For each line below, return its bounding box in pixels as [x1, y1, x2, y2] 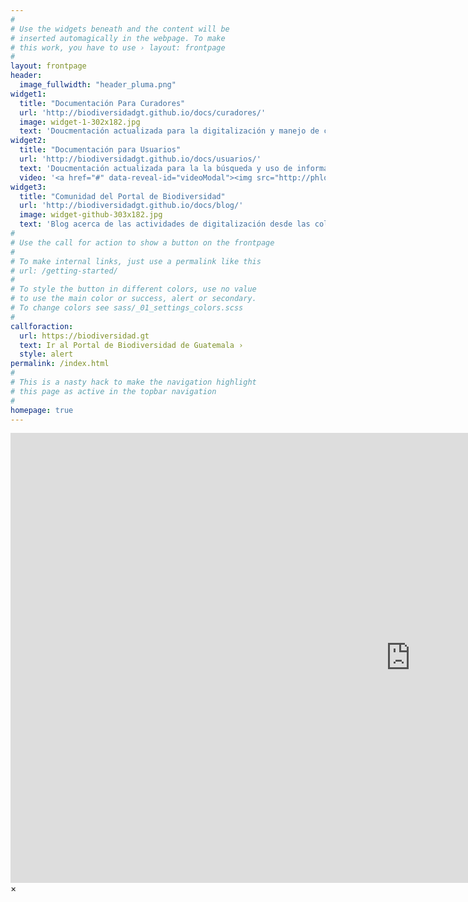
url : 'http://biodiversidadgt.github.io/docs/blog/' [19, 201, 244, 211]
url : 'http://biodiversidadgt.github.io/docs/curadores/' [19, 107, 267, 118]
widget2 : [10, 136, 47, 146]
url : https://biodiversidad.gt [19, 331, 150, 341]
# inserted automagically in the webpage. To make [10, 33, 226, 43]
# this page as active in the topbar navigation [10, 386, 217, 396]
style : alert [19, 349, 74, 360]
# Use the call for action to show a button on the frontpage [10, 237, 275, 248]
